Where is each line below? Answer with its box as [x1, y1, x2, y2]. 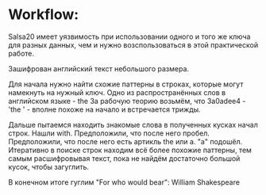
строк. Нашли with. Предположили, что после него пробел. [8, 128, 210, 138]
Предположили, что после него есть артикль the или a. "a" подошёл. [8, 136, 243, 146]
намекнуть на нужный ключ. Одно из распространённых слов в [8, 87, 226, 97]
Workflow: [8, 6, 79, 24]
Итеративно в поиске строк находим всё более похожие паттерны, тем [8, 145, 253, 155]
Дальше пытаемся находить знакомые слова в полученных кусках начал [8, 120, 258, 129]
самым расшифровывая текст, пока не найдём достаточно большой [8, 153, 241, 163]
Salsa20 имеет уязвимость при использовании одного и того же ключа [8, 32, 251, 41]
